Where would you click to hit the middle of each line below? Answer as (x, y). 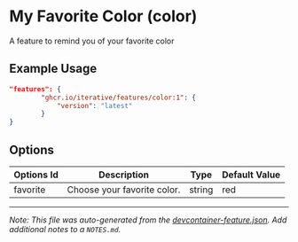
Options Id (36, 175)
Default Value (251, 175)
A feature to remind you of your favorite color (92, 41)
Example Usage (53, 69)
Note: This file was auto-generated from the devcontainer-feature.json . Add (148, 220)
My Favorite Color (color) (103, 16)
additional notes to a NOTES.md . (65, 229)
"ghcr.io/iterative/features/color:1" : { (119, 98)
